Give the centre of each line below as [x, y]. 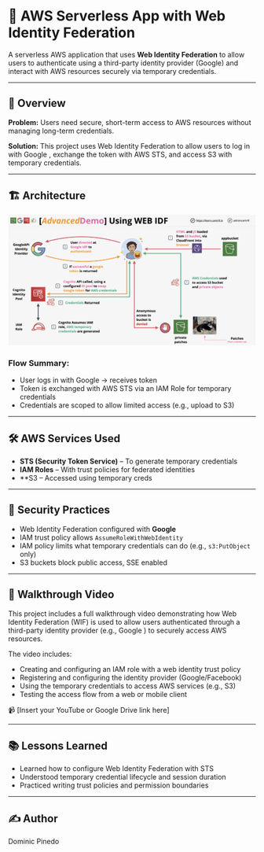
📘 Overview [37, 103]
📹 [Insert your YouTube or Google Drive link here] [89, 710]
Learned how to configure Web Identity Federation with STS [117, 769]
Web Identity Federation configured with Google [98, 529]
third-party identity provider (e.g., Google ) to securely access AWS [117, 630]
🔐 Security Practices [59, 510]
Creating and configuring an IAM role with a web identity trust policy [130, 669]
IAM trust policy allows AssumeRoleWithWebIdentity [101, 537]
